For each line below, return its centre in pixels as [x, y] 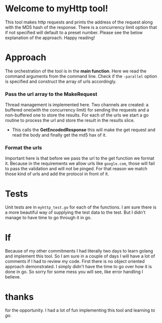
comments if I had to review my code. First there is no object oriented [75, 261]
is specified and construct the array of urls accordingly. [61, 81]
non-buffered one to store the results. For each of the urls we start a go [77, 115]
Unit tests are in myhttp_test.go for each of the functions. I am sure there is [81, 207]
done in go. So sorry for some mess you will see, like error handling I [74, 272]
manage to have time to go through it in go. [48, 218]
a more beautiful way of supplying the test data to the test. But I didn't [75, 212]
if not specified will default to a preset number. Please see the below [74, 32]
